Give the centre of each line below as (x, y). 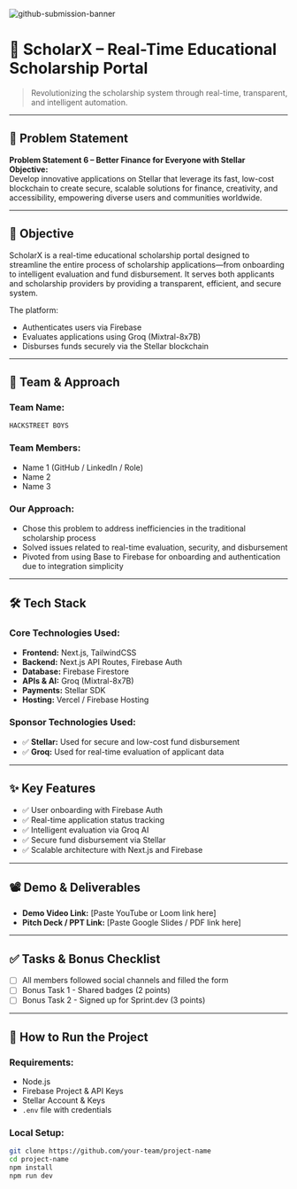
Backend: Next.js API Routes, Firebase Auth (102, 661)
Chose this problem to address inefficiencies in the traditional (133, 528)
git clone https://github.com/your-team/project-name (110, 1151)
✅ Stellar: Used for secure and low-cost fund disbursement (131, 741)
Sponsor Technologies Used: (73, 723)
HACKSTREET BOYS (39, 426)
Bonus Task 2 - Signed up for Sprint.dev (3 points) (114, 1000)
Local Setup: (37, 1133)
